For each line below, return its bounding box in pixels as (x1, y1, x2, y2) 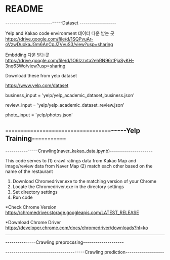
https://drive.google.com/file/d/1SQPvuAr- (5, 36, 94, 42)
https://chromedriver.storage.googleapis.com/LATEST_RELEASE (5, 209, 139, 215)
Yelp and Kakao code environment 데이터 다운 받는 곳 (5, 30, 115, 36)
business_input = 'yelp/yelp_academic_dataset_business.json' (5, 92, 135, 98)
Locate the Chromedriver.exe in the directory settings (12, 183, 124, 190)
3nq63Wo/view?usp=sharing (5, 63, 66, 69)
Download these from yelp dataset (5, 72, 77, 78)
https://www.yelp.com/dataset (5, 82, 69, 89)
